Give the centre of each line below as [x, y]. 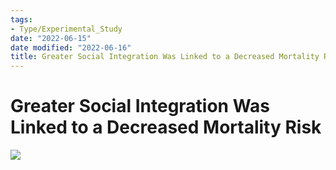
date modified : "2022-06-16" [71, 47]
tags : [21, 19]
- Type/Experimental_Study [66, 29]
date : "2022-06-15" [51, 38]
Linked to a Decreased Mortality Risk [166, 127]
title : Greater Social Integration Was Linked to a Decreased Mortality [165, 57]
